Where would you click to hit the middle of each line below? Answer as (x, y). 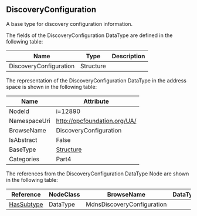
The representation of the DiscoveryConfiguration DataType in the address (96, 80)
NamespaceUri (30, 121)
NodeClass (64, 194)
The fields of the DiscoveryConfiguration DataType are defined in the (89, 35)
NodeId (19, 111)
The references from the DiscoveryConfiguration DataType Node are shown (98, 174)
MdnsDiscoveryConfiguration (126, 204)
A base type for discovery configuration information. (69, 24)
